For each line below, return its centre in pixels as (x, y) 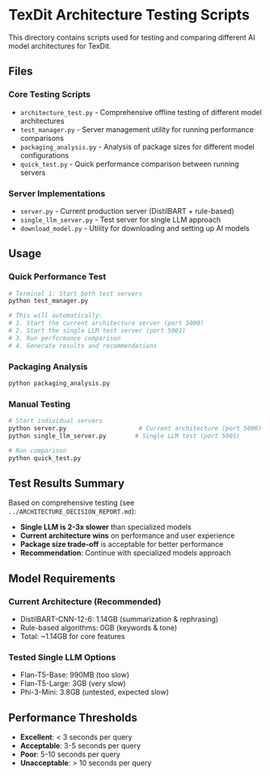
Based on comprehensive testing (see (72, 503)
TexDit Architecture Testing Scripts (129, 15)
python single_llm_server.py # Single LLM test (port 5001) (124, 436)
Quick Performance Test (57, 277)
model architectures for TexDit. (60, 45)
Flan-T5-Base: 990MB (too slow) (75, 675)
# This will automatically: (56, 316)
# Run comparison (38, 450)
